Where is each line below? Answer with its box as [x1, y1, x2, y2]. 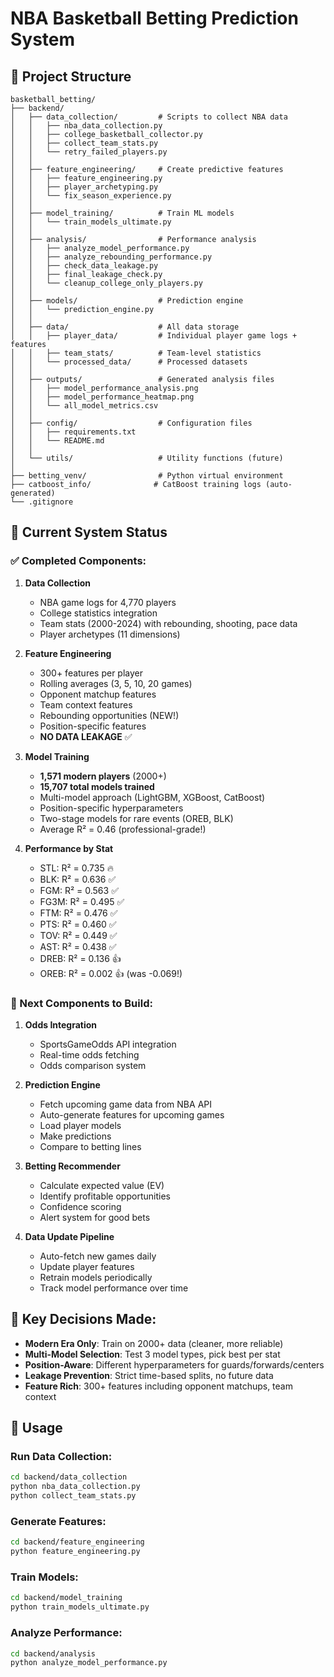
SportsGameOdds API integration [39, 1038, 177, 1050]
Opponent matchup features [39, 688, 157, 700]
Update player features [39, 1260, 135, 1272]
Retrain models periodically [39, 1271, 153, 1283]
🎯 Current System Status [10, 524, 168, 541]
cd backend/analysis [10, 1648, 97, 1659]
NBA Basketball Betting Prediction [10, 7, 299, 30]
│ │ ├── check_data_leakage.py [10, 261, 159, 271]
